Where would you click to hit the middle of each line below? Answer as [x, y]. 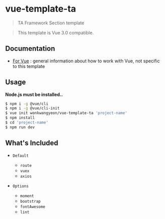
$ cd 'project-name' [27, 123]
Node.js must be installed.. [34, 94]
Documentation [30, 49]
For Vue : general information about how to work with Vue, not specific [86, 61]
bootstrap [31, 201]
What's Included [32, 143]
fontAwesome [33, 207]
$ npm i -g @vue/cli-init [32, 108]
